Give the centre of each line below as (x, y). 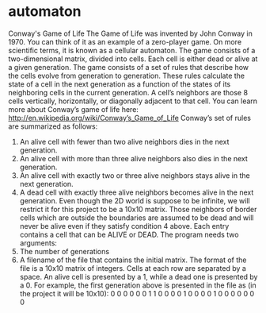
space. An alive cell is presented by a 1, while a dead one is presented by (139, 276)
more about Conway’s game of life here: (73, 109)
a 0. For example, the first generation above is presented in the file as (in (138, 285)
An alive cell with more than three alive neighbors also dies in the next (133, 158)
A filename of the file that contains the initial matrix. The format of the (133, 260)
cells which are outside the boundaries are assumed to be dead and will (137, 218)
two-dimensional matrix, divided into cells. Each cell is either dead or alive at (133, 59)
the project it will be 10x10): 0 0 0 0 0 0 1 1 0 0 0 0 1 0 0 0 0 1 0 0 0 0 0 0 (137, 293)
